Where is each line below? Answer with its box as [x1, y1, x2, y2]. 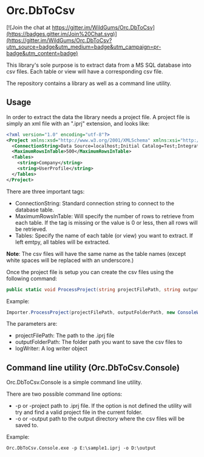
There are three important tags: [6, 188, 85, 195]
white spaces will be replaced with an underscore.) [6, 256, 134, 264]
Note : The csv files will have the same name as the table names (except [6, 250, 186, 257]
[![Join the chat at [6, 24, 51, 31]
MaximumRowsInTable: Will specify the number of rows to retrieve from [15, 212, 194, 219]
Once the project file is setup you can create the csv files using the [6, 268, 174, 275]
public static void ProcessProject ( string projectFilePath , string [6, 286, 181, 292]
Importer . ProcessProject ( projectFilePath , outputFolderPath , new [6, 309, 175, 315]
